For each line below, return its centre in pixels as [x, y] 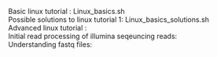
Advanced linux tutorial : [48, 28]
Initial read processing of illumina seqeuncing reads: [93, 36]
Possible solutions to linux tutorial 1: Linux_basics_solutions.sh [109, 20]
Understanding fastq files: [50, 45]
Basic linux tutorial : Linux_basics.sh [67, 11]
